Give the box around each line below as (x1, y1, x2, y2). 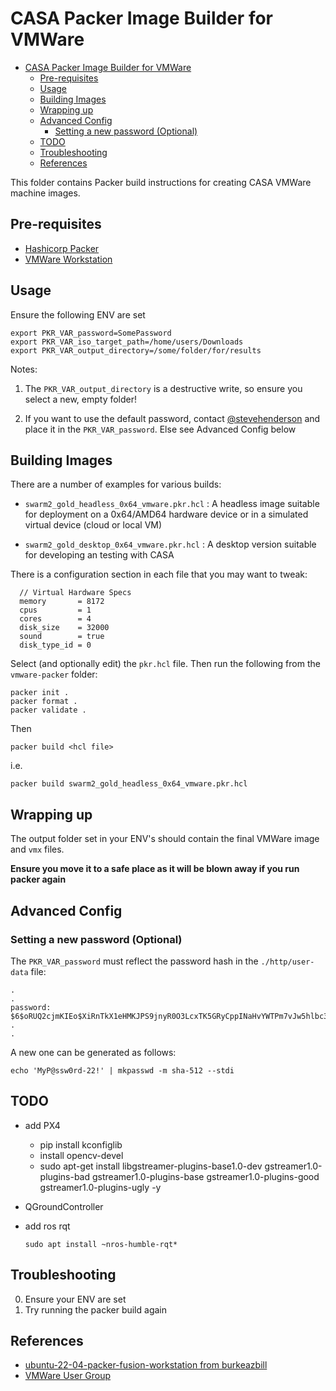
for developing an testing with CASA (24, 549, 175, 561)
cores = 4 (19, 614, 92, 624)
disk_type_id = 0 (19, 640, 92, 651)
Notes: (10, 363, 38, 375)
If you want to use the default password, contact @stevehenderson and (24, 412, 321, 424)
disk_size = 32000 (19, 623, 110, 633)
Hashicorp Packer (24, 242, 100, 254)
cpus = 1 (19, 605, 92, 616)
